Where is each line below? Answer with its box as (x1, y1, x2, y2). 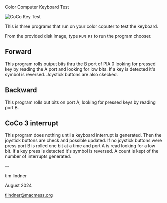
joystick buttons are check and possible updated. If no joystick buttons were (5, 137, 162, 144)
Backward (5, 86, 37, 94)
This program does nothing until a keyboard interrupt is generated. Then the (5, 132, 162, 138)
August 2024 (5, 182, 32, 189)
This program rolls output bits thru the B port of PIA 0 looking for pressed (5, 61, 156, 67)
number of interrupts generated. (5, 153, 71, 159)
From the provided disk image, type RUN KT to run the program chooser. (5, 33, 152, 39)
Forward (5, 47, 32, 56)
